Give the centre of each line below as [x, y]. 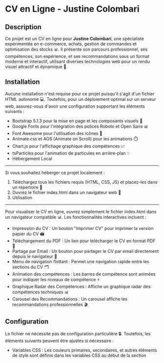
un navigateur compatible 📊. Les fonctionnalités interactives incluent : [76, 217]
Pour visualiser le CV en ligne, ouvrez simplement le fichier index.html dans [81, 211]
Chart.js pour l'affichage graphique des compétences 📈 [69, 146]
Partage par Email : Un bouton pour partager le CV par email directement [85, 251]
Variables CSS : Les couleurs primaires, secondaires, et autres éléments [84, 350]
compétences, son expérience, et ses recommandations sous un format [77, 56]
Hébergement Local [32, 158]
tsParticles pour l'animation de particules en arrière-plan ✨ [71, 153]
